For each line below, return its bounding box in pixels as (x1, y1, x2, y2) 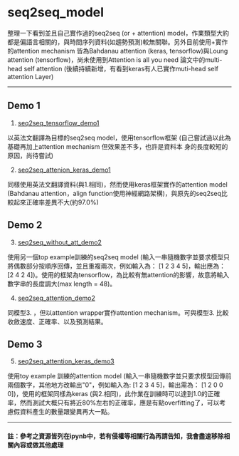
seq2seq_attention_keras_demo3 (17, 357, 115, 366)
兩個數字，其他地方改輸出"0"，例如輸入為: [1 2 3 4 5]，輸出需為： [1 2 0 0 (7, 380, 223, 389)
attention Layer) (7, 72, 54, 81)
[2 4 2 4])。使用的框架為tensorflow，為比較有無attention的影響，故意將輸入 (7, 270, 230, 279)
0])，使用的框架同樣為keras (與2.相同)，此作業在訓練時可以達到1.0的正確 (7, 390, 221, 398)
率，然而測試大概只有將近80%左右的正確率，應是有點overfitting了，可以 (7, 398, 220, 407)
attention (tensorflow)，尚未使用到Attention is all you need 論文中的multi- (7, 55, 223, 64)
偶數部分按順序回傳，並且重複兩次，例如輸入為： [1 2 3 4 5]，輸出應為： (13, 261, 226, 270)
